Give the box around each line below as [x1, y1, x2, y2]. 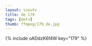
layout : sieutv [5, 7, 37, 13]
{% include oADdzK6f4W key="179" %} [5, 35, 87, 41]
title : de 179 [5, 12, 35, 17]
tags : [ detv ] [5, 17, 33, 22]
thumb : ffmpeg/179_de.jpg [5, 21, 59, 27]
